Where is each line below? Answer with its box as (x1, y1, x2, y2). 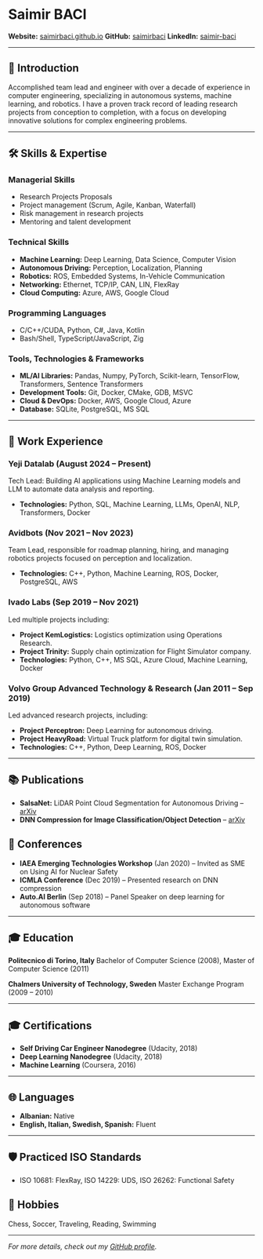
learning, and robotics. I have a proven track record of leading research (8, 99, 239, 108)
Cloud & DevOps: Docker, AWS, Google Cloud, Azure (19, 396, 192, 406)
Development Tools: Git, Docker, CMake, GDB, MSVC (19, 388, 193, 397)
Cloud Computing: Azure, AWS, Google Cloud (19, 288, 170, 297)
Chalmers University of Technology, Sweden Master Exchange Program (8, 980, 244, 989)
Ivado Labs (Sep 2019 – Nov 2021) (8, 597, 139, 608)
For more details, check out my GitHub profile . (8, 1242, 157, 1251)
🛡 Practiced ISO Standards (8, 1151, 142, 1164)
